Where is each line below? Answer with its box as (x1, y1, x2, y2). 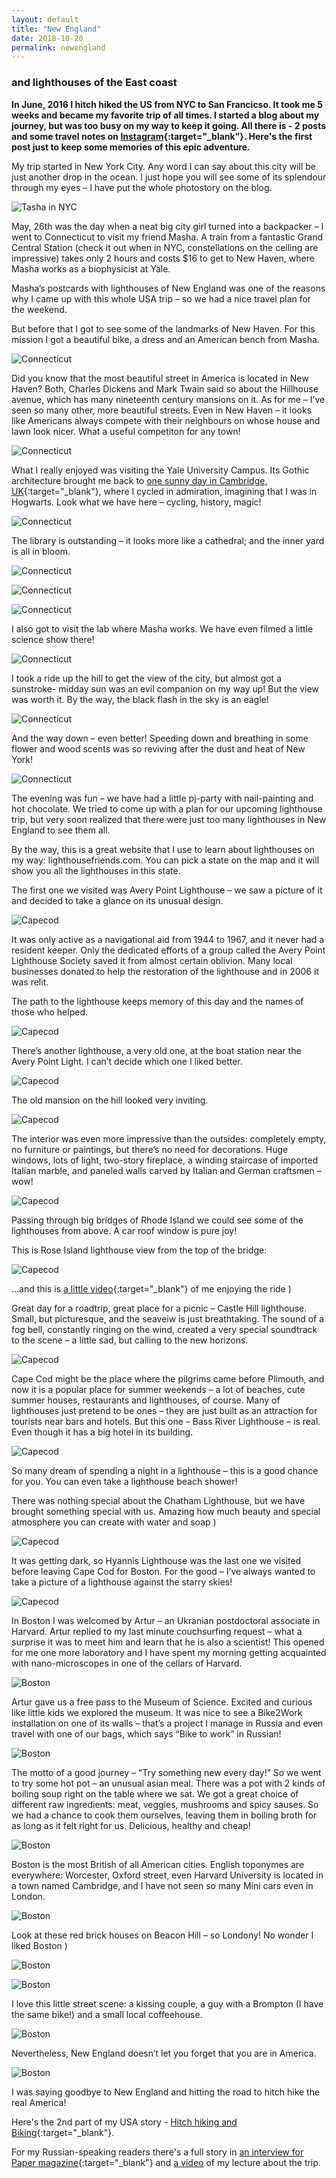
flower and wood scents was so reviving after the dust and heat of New (11, 742, 306, 755)
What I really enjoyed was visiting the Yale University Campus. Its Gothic (11, 464, 310, 476)
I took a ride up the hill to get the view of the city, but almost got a (11, 672, 282, 684)
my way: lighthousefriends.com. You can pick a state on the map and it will (11, 854, 320, 866)
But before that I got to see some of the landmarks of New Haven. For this (11, 322, 316, 335)
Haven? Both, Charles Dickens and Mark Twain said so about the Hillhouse (11, 382, 319, 395)
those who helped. (11, 1006, 88, 1018)
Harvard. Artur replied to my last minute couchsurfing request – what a (11, 1625, 303, 1637)
